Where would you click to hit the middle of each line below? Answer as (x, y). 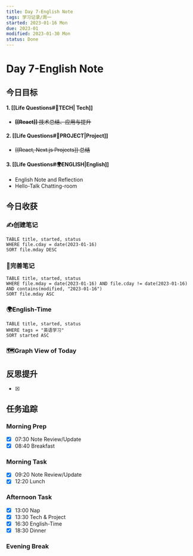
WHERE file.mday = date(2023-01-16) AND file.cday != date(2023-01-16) (97, 284)
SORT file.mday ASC (30, 294)
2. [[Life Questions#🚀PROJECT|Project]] (57, 136)
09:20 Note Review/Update (48, 475)
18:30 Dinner (30, 530)
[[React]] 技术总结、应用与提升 (53, 122)
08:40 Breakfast (35, 446)
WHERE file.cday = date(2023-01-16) (52, 244)
